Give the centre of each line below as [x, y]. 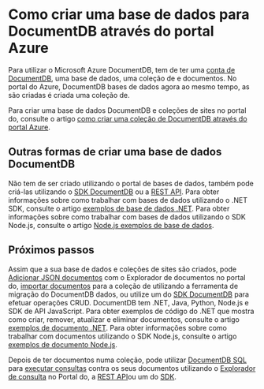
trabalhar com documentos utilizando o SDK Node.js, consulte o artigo [123, 336]
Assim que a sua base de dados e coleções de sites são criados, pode [123, 269]
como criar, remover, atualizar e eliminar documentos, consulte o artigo [124, 319]
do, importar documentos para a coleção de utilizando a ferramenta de [123, 286]
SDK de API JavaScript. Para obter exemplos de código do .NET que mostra [131, 311]
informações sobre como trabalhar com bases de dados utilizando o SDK [127, 217]
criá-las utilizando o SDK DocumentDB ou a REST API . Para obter [114, 192]
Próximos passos [51, 250]
